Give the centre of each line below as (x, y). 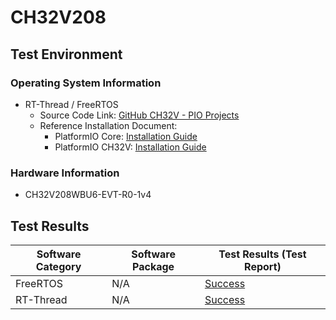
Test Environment (66, 54)
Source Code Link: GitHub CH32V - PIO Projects (139, 115)
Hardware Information (65, 173)
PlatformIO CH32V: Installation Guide (130, 147)
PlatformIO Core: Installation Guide (126, 136)
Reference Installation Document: (108, 125)
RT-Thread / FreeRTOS (71, 104)
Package (153, 266)
